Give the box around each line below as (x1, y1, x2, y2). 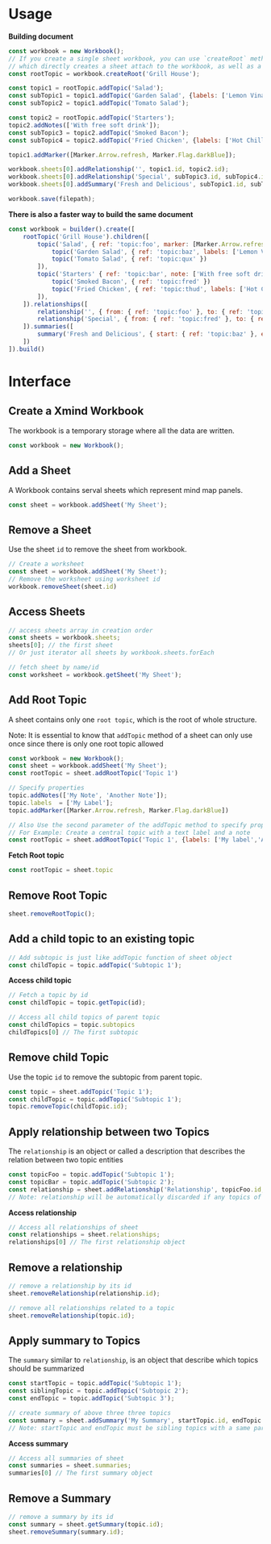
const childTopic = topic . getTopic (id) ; (8, 999, 147, 1007)
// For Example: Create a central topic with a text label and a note (8, 828, 251, 837)
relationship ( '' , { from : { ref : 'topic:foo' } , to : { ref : (37, 307, 244, 315)
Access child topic (8, 975, 73, 985)
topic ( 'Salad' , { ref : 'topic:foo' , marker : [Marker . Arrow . (37, 240, 244, 248)
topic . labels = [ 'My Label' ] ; (8, 799, 114, 807)
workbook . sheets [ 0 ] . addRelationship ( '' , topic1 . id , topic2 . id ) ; (8, 165, 229, 173)
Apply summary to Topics (8, 1333, 141, 1347)
